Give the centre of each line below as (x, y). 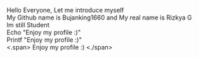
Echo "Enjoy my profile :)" (44, 32)
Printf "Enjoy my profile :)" (44, 40)
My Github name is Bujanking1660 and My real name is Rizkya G (99, 17)
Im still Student (28, 25)
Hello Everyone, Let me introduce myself (65, 10)
